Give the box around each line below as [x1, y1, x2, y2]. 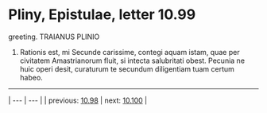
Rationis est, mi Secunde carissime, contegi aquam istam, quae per [19, 47, 240, 56]
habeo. [19, 72, 44, 82]
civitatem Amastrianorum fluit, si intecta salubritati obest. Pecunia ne [19, 56, 245, 65]
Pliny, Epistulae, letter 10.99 [8, 6, 196, 24]
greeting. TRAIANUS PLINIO [8, 32, 100, 41]
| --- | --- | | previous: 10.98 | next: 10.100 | [8, 95, 148, 105]
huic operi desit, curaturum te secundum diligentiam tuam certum [19, 64, 234, 73]
